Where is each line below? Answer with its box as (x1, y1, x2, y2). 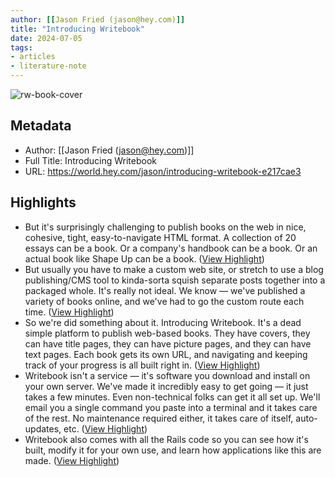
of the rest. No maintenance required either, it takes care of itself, (24, 412, 294, 424)
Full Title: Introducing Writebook (24, 154, 157, 166)
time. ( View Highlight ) (24, 306, 115, 318)
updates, (24, 422, 62, 435)
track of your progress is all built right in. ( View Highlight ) (24, 359, 261, 371)
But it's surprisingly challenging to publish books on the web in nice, (24, 221, 307, 233)
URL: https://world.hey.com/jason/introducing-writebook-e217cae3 (24, 165, 302, 177)
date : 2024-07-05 (10, 33, 83, 43)
